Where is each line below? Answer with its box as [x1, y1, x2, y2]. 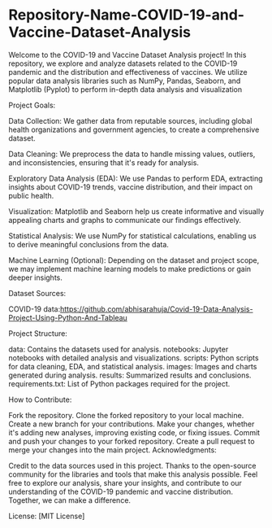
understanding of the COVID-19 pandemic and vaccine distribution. [8, 487, 234, 496]
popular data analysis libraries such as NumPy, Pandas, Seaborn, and [8, 76, 241, 85]
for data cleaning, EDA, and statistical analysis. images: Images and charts [8, 361, 257, 371]
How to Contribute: [8, 395, 72, 404]
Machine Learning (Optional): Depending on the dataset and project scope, [8, 255, 260, 265]
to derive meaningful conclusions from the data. [8, 239, 169, 249]
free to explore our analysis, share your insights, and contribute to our [8, 478, 242, 487]
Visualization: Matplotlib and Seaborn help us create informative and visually [8, 206, 265, 216]
